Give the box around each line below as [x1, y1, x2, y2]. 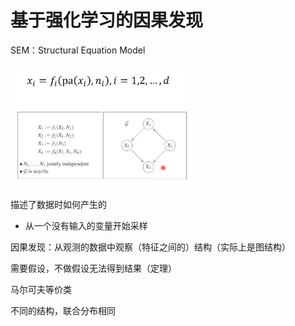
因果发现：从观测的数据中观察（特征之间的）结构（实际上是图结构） [10, 241, 291, 253]
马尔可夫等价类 [10, 283, 72, 295]
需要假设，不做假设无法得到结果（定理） [10, 262, 177, 274]
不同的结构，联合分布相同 [10, 304, 116, 316]
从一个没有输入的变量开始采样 [24, 219, 148, 231]
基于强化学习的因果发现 [10, 9, 204, 32]
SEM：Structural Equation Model [10, 44, 146, 56]
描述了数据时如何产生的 [10, 198, 107, 210]
